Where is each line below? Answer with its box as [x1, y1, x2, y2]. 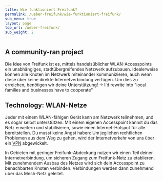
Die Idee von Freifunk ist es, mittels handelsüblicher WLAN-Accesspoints [5, 61, 152, 67]
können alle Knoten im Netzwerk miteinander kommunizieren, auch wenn [5, 71, 152, 77]
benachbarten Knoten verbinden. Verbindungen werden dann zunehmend [5, 165, 154, 171]
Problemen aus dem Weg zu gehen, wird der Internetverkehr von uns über [5, 135, 155, 141]
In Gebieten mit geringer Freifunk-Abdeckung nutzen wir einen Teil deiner [5, 150, 153, 156]
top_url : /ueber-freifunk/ [5, 25, 60, 30]
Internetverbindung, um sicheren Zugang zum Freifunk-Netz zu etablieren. [5, 155, 155, 160]
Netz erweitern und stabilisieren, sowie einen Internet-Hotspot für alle [5, 124, 145, 130]
